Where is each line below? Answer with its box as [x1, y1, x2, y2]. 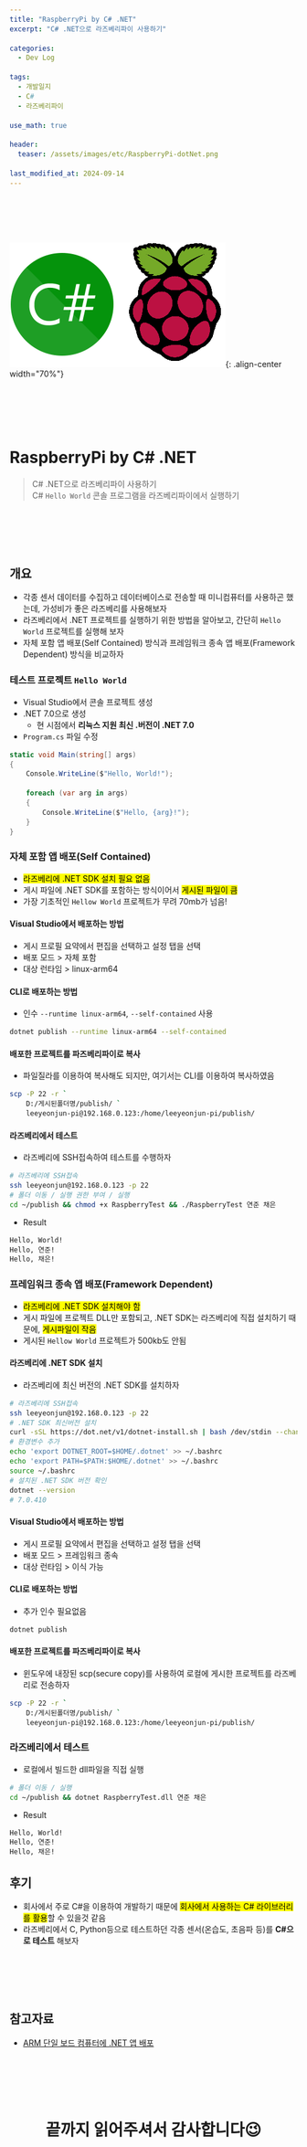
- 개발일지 [17, 82, 52, 91]
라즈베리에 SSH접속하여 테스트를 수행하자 [22, 1152, 172, 1163]
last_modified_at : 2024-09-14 [9, 169, 125, 178]
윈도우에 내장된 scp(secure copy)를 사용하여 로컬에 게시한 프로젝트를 [22, 1667, 272, 1678]
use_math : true [9, 121, 68, 130]
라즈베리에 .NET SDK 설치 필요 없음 [22, 873, 151, 883]
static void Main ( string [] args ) [9, 750, 137, 759]
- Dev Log [17, 53, 55, 63]
